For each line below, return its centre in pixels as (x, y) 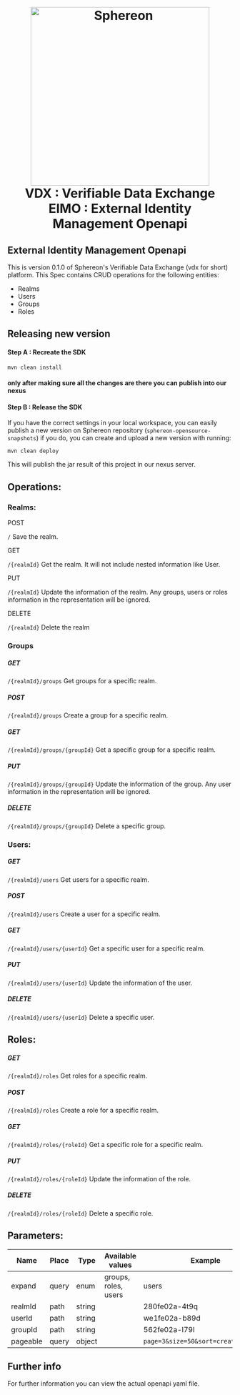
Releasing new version (59, 334)
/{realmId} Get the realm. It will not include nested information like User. (114, 565)
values (120, 1265)
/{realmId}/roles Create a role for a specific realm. (83, 1110)
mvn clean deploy (33, 451)
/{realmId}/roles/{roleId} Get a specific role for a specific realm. (105, 1144)
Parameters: (35, 1236)
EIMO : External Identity (120, 209)
